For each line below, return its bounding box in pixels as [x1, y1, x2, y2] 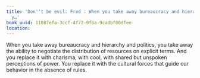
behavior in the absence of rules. [6, 66, 87, 74]
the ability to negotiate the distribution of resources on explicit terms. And [6, 48, 187, 55]
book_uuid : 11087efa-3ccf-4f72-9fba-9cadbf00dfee [6, 19, 132, 25]
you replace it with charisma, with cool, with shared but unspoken [6, 54, 168, 61]
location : [6, 25, 31, 31]
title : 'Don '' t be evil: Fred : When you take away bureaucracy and [6, 8, 180, 15]
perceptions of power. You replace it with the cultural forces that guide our [6, 60, 189, 67]
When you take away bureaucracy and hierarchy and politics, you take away [6, 41, 193, 48]
